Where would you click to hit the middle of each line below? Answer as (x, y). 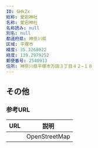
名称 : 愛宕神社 (22, 22)
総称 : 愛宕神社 (22, 17)
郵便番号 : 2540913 (27, 60)
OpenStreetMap (48, 137)
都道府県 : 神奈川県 (26, 39)
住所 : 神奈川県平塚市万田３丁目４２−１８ (49, 66)
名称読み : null (23, 28)
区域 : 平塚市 (20, 45)
